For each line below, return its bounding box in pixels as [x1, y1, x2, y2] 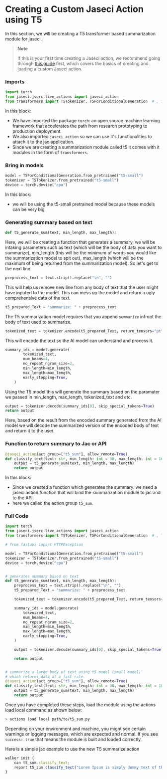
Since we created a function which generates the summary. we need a [12, 484, 157, 490]
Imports [5, 78, 25, 85]
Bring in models [5, 162, 44, 169]
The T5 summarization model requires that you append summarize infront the [5, 313, 162, 320]
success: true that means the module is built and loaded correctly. [5, 736, 142, 742]
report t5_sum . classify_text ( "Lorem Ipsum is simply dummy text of [14, 765, 157, 770]
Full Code [5, 513, 29, 520]
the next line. [5, 265, 32, 271]
